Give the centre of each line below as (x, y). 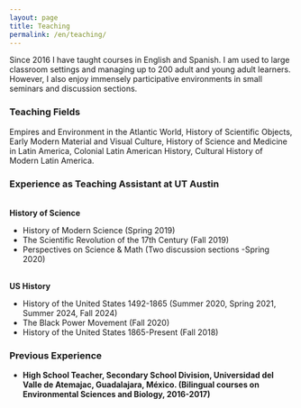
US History (30, 286)
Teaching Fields (45, 112)
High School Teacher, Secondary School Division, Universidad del (148, 376)
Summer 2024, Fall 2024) (70, 313)
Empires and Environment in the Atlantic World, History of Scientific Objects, (151, 131)
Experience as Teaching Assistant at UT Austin (114, 184)
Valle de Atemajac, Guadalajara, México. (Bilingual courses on (141, 385)
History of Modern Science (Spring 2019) (99, 230)
